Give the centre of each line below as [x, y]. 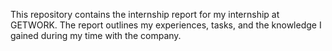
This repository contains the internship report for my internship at [145, 14]
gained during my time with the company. [96, 35]
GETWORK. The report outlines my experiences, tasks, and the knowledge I [166, 25]
